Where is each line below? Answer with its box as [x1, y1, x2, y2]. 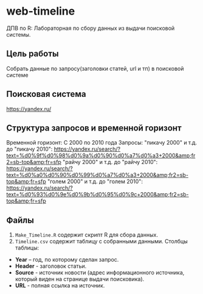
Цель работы [6, 49, 59, 59]
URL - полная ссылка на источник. [15, 282, 105, 289]
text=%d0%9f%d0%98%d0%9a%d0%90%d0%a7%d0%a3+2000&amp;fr [6, 152, 196, 159]
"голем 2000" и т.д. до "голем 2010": [47, 178, 143, 185]
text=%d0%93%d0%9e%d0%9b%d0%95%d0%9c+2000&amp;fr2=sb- [6, 191, 190, 198]
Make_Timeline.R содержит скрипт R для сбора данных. [15, 231, 158, 238]
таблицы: [15, 244, 40, 251]
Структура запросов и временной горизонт [6, 123, 182, 133]
